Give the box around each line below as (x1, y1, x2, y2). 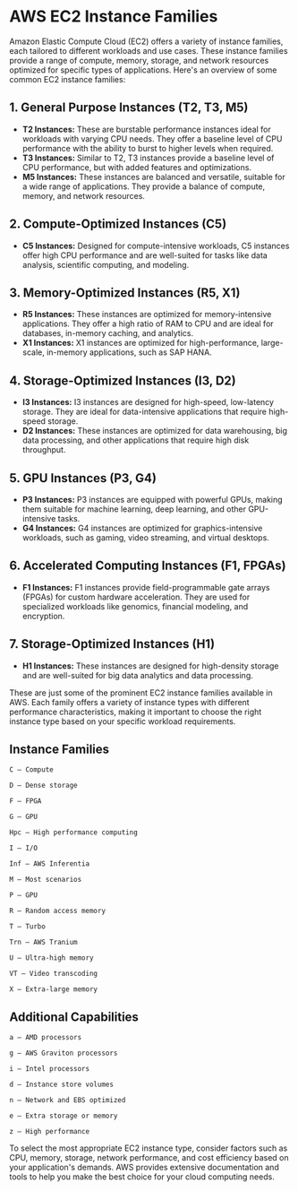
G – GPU (9, 813, 38, 822)
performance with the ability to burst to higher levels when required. (21, 142, 274, 153)
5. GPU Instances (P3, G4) (9, 470, 157, 486)
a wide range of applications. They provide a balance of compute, (21, 181, 266, 192)
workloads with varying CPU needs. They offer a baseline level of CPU (21, 133, 283, 144)
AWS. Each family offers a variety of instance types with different (9, 696, 250, 707)
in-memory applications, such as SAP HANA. (46, 347, 212, 358)
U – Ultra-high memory (9, 954, 94, 962)
